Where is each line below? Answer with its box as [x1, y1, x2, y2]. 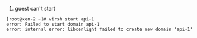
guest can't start [14, 5, 55, 12]
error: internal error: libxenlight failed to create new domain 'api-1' [6, 26, 193, 32]
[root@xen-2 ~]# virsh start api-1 [6, 16, 95, 22]
